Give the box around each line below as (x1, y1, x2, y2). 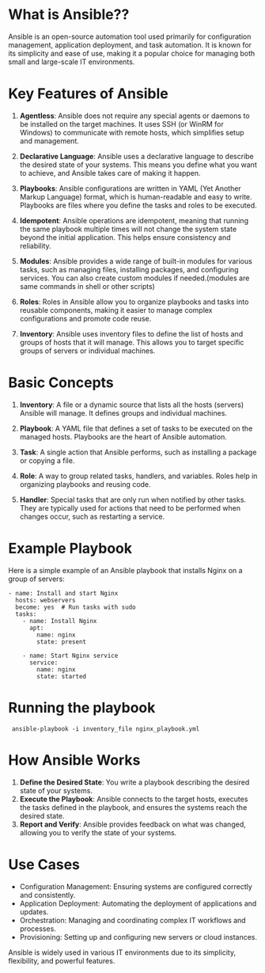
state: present (36, 637, 87, 646)
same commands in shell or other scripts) (19, 281, 156, 291)
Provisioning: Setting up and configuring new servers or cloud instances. (19, 932, 257, 941)
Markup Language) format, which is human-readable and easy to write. (19, 192, 252, 201)
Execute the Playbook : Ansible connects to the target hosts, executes (19, 794, 248, 804)
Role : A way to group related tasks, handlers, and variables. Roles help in (19, 471, 258, 481)
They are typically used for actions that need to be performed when (19, 503, 241, 512)
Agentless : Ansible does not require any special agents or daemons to (19, 111, 251, 120)
